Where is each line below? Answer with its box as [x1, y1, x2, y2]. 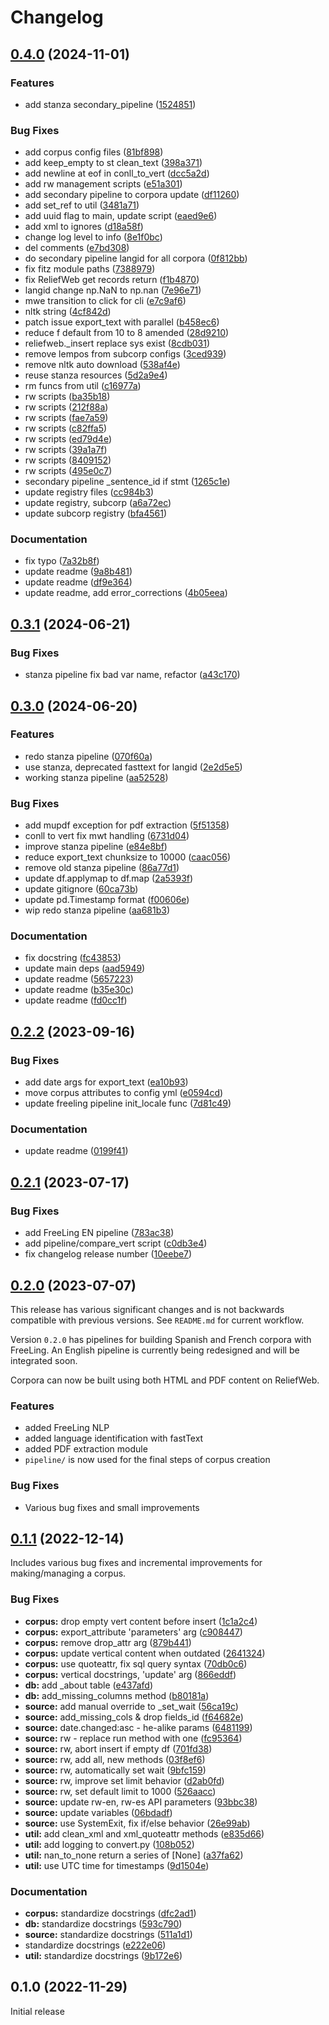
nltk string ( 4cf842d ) [24, 306, 112, 318]
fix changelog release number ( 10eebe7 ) [24, 1248, 193, 1260]
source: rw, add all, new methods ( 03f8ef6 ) [24, 1753, 206, 1765]
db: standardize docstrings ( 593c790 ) [24, 1917, 183, 1930]
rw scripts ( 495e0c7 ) [24, 465, 113, 477]
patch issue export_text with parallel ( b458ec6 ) [24, 316, 220, 328]
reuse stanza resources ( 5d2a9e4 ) [24, 369, 168, 381]
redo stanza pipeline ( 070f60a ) [24, 750, 153, 762]
